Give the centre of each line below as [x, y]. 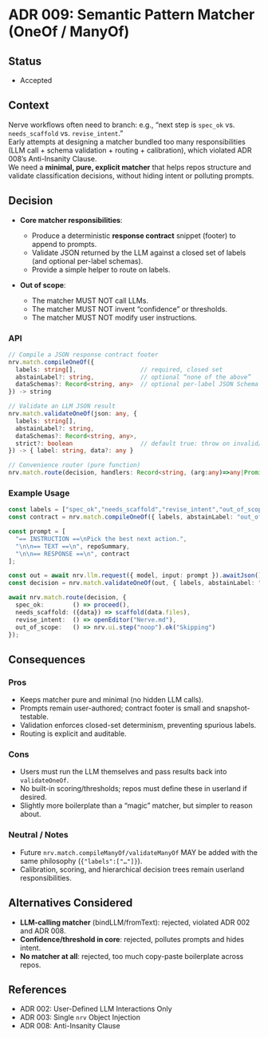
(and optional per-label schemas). [87, 260]
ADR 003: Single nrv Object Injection [80, 1017]
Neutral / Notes [39, 835]
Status [25, 61]
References [37, 990]
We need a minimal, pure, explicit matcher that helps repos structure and [130, 167]
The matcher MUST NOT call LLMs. [90, 300]
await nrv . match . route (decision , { [67, 598]
